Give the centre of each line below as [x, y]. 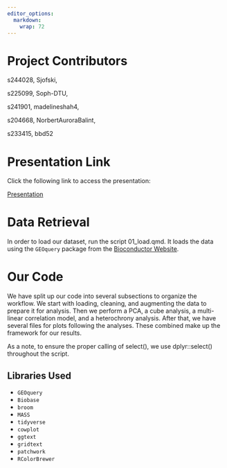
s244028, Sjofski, [32, 80]
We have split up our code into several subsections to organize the [102, 296]
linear [15, 318]
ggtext [27, 437]
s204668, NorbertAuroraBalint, [51, 120]
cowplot [28, 430]
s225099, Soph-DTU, [37, 94]
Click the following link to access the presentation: [79, 181]
